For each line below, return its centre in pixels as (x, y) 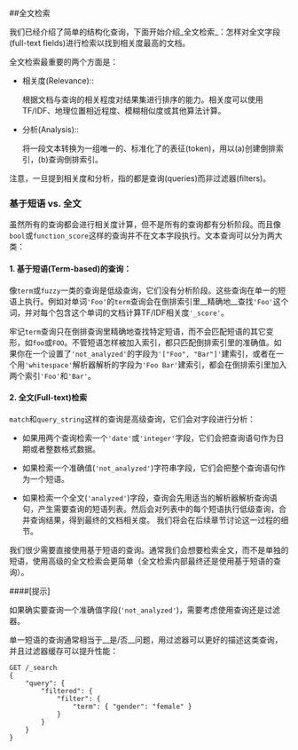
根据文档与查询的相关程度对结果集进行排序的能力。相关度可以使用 (142, 99)
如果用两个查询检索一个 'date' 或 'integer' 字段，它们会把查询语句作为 (149, 438)
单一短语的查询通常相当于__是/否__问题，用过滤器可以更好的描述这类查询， (146, 639)
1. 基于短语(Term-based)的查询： (70, 268)
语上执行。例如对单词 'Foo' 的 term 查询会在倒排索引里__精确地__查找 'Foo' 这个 (149, 301)
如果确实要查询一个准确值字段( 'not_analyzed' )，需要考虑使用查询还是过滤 (145, 610)
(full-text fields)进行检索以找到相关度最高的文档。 (100, 43)
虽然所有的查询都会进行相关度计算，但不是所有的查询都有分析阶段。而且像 (145, 225)
